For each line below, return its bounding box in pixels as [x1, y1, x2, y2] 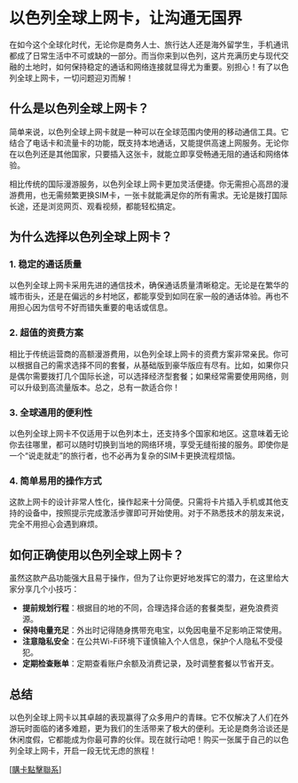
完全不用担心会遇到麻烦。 [9, 519, 103, 530]
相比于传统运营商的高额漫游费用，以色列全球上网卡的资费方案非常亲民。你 [9, 348, 281, 359]
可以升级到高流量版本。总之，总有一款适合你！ [9, 381, 180, 392]
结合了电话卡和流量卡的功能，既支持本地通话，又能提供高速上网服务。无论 [9, 137, 281, 148]
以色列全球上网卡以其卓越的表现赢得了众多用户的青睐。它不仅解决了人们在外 [9, 712, 289, 723]
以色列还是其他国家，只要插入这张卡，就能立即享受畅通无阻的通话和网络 [16, 148, 281, 159]
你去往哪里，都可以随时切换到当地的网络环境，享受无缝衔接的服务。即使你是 [9, 439, 289, 450]
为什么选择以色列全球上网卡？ [9, 229, 173, 244]
